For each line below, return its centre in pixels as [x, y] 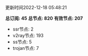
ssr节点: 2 [23, 29]
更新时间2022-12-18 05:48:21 [36, 7]
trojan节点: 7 [26, 48]
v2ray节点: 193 [28, 35]
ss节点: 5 [22, 42]
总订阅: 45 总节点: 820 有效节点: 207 [44, 18]
